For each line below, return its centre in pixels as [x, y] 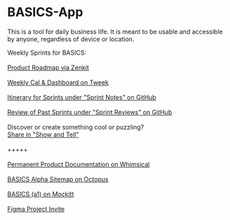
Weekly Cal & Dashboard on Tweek [58, 82]
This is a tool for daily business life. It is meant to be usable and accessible [115, 32]
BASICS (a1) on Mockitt [41, 194]
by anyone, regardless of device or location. [71, 39]
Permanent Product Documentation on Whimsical [79, 164]
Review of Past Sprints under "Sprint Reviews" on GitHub [90, 112]
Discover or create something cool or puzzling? [76, 127]
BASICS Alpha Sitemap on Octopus [58, 179]
